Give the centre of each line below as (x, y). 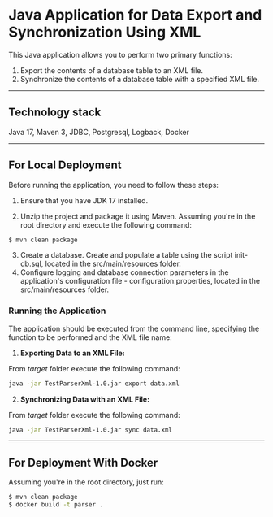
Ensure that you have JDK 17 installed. (84, 200)
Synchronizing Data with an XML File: (85, 399)
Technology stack (55, 113)
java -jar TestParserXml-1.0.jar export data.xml (94, 384)
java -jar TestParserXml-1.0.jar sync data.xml (91, 430)
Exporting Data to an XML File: (72, 353)
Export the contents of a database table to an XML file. (112, 70)
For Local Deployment (65, 165)
